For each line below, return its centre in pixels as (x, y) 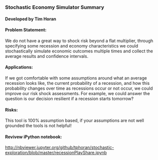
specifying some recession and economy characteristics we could (72, 46)
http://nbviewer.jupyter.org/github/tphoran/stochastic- (59, 147)
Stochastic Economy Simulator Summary (55, 7)
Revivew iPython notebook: (34, 137)
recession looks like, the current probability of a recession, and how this (77, 83)
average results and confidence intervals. (47, 56)
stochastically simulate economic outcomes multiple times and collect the (79, 51)
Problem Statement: (26, 30)
